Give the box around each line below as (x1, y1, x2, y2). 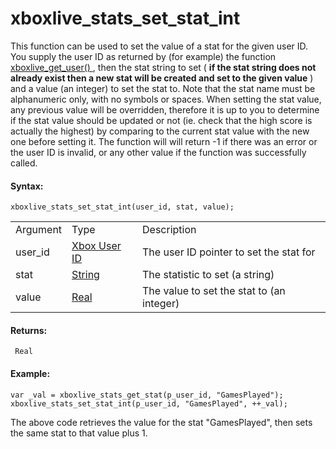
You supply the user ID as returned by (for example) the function (10, 50, 277, 62)
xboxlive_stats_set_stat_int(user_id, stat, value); (10, 202, 235, 212)
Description (142, 223, 197, 237)
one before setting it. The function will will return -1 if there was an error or (10, 135, 318, 147)
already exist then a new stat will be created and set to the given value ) (10, 72, 314, 84)
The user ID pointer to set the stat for (142, 245, 316, 259)
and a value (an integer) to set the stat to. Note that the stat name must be (10, 82, 316, 94)
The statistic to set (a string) (142, 268, 275, 282)
